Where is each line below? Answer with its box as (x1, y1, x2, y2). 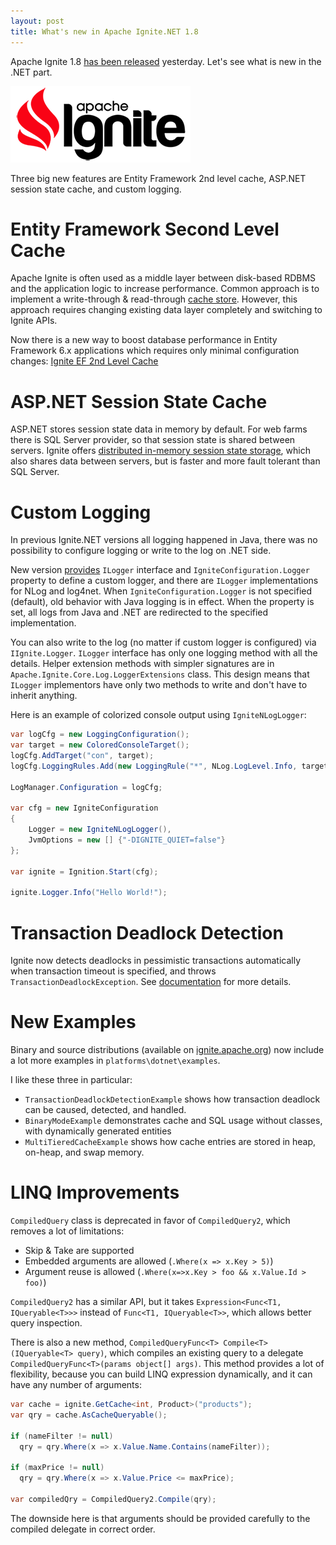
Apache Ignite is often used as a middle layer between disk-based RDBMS (10, 272, 317, 284)
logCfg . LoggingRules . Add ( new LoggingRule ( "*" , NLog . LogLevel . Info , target (10, 761, 329, 771)
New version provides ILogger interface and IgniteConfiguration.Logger (10, 564, 310, 576)
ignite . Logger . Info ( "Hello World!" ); (10, 888, 168, 898)
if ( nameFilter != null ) (10, 1431, 114, 1441)
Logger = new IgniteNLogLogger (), (28, 825, 172, 835)
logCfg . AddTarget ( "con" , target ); (10, 751, 155, 761)
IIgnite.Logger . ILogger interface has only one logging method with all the (10, 647, 318, 659)
